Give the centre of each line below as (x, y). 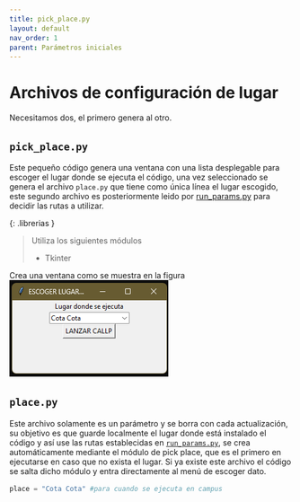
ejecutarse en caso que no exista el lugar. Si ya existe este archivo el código (150, 462)
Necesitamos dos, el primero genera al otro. (91, 118)
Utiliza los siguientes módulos (86, 241)
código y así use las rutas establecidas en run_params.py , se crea (130, 442)
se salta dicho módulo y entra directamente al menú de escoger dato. (138, 471)
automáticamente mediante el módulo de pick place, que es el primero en (145, 452)
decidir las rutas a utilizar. (57, 206)
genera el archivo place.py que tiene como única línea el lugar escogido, (144, 187)
